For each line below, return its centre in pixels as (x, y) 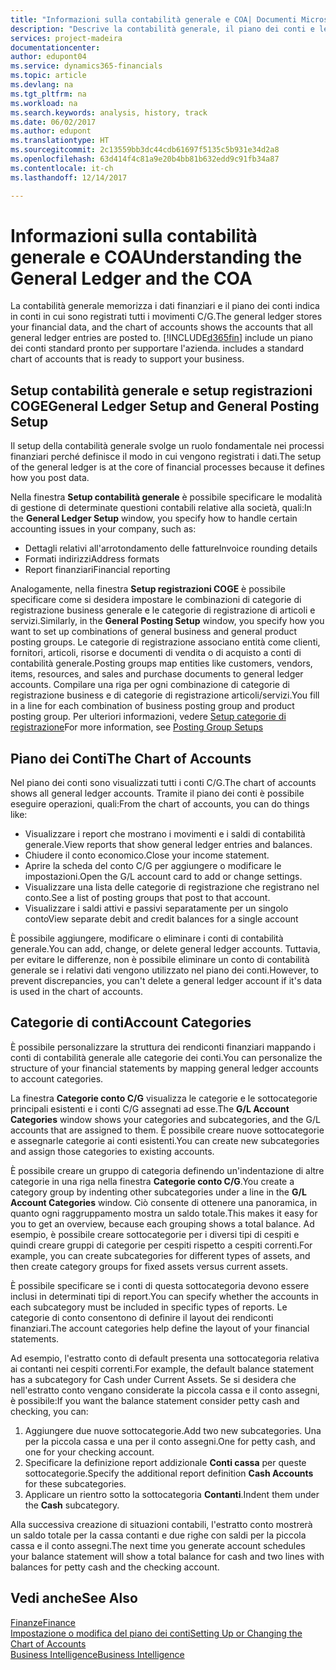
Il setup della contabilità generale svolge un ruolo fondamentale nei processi (167, 446)
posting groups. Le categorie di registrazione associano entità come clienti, (165, 642)
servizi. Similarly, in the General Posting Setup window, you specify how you (167, 621)
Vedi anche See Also (74, 1598)
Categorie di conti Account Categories (131, 1022)
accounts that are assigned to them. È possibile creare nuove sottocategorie (167, 1130)
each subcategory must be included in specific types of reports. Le (149, 1307)
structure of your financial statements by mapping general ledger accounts (164, 1068)
